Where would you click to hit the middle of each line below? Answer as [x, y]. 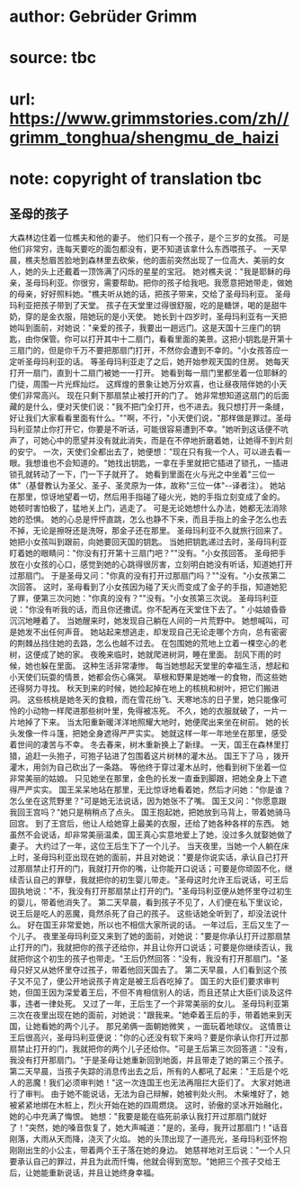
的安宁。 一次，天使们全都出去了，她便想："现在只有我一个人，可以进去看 [146, 452]
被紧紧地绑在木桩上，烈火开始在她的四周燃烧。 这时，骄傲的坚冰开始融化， [148, 1105]
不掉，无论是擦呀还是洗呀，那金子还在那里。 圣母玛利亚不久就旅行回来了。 [148, 530]
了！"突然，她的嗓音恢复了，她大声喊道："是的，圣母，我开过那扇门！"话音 [149, 1127]
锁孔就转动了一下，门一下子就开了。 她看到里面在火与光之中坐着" [130, 474]
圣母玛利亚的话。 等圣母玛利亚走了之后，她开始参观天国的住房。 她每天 [157, 361]
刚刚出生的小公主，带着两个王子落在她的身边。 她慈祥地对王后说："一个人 [146, 1150]
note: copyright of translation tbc [136, 178]
